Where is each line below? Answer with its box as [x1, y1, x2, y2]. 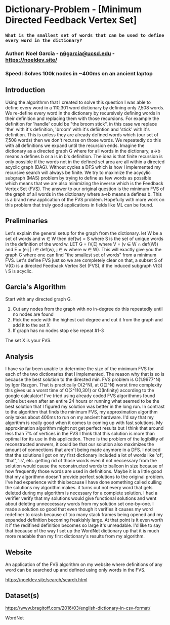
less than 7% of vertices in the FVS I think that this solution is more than [5, 431, 155, 437]
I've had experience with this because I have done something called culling [5, 479, 162, 485]
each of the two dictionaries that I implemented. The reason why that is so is [5, 371, 164, 377]
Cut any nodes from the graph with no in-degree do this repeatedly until [12, 306, 163, 312]
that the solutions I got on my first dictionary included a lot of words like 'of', [5, 452, 164, 458]
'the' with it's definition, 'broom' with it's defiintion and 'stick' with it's [5, 126, 150, 132]
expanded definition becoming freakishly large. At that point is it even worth [5, 517, 163, 523]
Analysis [5, 352, 34, 361]
